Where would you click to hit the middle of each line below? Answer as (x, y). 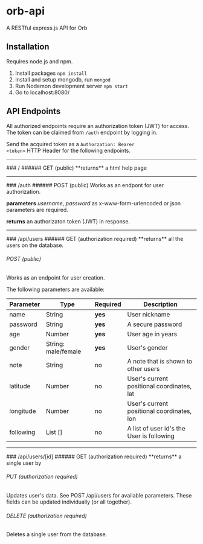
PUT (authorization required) (42, 477)
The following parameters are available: (55, 289)
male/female (63, 351)
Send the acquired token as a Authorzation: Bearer (70, 144)
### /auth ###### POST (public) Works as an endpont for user (85, 185)
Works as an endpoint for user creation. (56, 277)
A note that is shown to (159, 361)
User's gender (147, 347)
